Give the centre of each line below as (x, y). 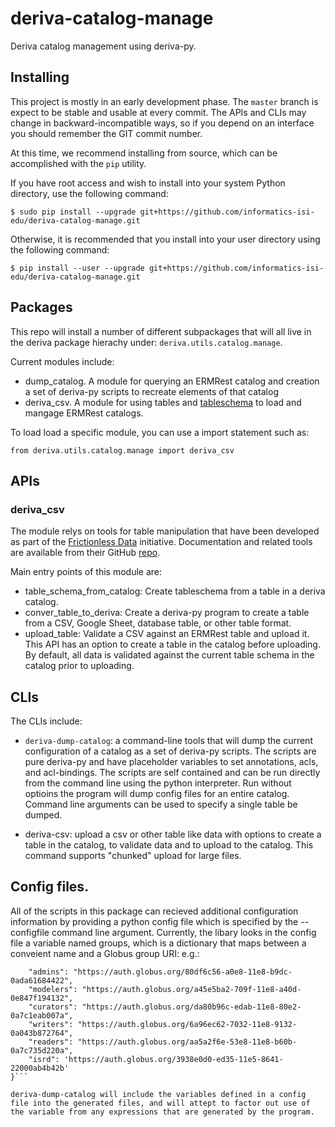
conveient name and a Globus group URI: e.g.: (105, 953)
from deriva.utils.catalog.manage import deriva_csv (122, 450)
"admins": (49, 972)
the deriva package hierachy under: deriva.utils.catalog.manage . (146, 342)
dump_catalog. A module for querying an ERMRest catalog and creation (172, 381)
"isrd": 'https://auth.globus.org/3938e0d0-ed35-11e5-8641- (156, 1059)
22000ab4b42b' (40, 1068)
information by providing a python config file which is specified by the (154, 921)
